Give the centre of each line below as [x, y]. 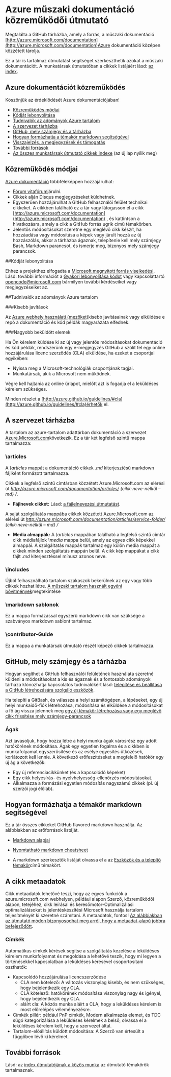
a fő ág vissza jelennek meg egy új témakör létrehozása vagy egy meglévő [83, 711]
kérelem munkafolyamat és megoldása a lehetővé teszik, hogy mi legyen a [83, 956]
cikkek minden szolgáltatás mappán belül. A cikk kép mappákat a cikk [86, 551]
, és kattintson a [123, 219]
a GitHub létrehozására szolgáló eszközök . [50, 690]
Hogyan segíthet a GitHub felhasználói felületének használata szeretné [79, 674]
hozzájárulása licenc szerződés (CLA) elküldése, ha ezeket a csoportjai [80, 353]
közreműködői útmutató [57, 20]
